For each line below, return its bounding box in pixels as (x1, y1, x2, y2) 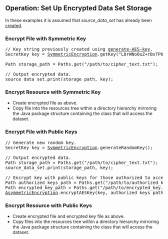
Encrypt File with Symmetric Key (5, 35, 86, 42)
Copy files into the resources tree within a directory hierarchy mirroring (12, 218, 159, 224)
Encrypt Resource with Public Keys (5, 202, 92, 209)
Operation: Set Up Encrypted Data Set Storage (5, 4, 152, 12)
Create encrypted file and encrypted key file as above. (12, 213, 125, 219)
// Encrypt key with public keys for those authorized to (5, 174, 150, 180)
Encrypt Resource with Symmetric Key (5, 88, 101, 95)
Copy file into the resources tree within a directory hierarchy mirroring (12, 105, 157, 111)
